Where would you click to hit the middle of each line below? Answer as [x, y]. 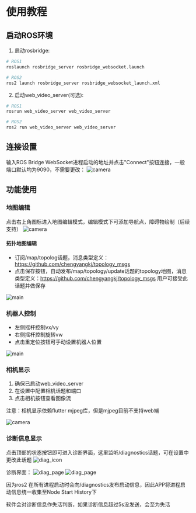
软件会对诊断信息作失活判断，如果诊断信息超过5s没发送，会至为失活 [88, 504]
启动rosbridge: [32, 51]
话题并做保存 [30, 285]
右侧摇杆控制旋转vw [38, 335]
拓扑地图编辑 [21, 244]
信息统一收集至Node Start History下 [54, 492]
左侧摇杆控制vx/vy [37, 327]
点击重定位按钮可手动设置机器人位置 [58, 342]
